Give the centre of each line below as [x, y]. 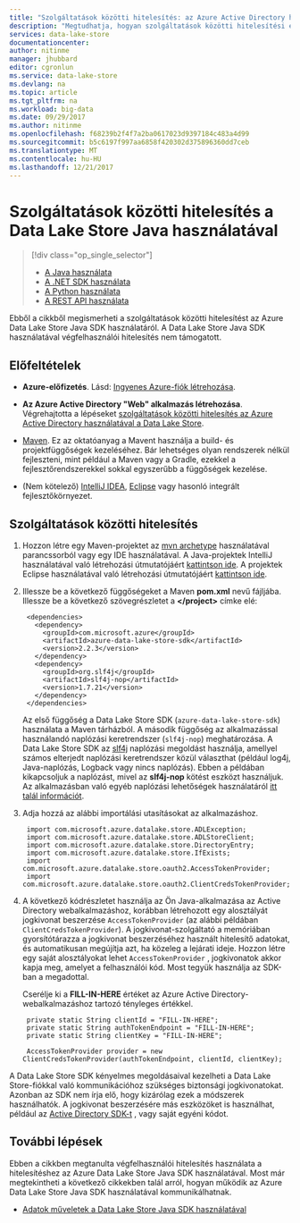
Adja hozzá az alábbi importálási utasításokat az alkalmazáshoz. [140, 813]
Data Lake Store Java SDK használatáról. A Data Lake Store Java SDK [137, 328]
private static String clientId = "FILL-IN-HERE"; [122, 1020]
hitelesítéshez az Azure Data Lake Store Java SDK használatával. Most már [147, 1173]
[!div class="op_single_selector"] [92, 255]
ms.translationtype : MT [54, 150]
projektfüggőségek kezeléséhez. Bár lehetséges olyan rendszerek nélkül [156, 450]
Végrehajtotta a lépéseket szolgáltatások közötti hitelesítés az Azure [147, 414]
